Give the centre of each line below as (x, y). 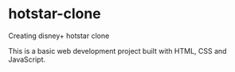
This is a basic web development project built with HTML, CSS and (117, 51)
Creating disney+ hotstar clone (59, 36)
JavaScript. (27, 59)
